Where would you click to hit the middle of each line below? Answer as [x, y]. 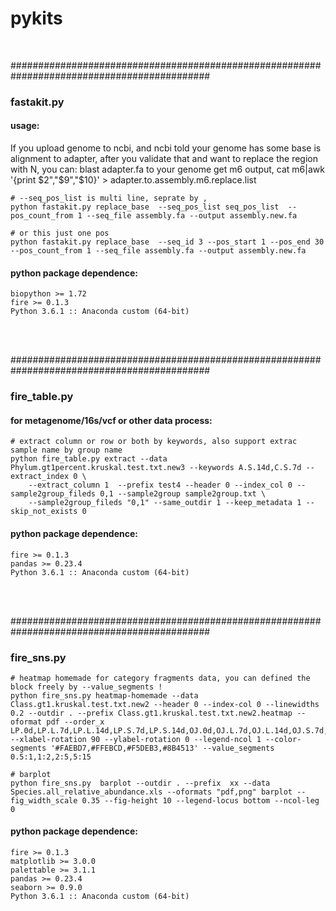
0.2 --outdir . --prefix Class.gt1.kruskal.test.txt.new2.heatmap [151, 713]
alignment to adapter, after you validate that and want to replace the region [164, 159]
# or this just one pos [60, 233]
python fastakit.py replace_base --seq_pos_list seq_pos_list [145, 207]
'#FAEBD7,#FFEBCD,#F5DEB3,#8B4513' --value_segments [162, 748]
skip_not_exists [44, 512]
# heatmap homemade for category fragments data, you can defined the [160, 678]
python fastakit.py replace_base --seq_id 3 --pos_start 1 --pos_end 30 [167, 242]
